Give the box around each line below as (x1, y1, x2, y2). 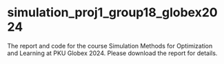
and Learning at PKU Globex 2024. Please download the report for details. (7, 49, 218, 57)
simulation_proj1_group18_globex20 (7, 5, 218, 20)
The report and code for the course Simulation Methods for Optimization (7, 42, 213, 50)
